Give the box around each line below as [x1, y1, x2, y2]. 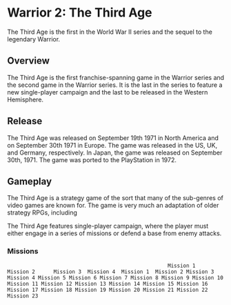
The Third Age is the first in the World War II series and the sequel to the [7, 28, 212, 36]
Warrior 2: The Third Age [7, 5, 153, 21]
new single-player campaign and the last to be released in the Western [7, 88, 208, 96]
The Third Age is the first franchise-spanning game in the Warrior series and [7, 73, 225, 81]
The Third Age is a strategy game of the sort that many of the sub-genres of [7, 194, 224, 202]
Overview [7, 55, 50, 67]
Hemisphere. [7, 95, 43, 104]
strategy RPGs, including [7, 208, 78, 217]
